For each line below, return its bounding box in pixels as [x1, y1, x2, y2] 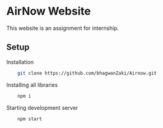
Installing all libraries [6, 81, 58, 88]
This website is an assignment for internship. [6, 24, 119, 32]
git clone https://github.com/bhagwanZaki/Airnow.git [17, 70, 157, 76]
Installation [6, 58, 34, 65]
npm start [17, 116, 43, 122]
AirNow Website [6, 4, 91, 18]
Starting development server [6, 104, 78, 111]
